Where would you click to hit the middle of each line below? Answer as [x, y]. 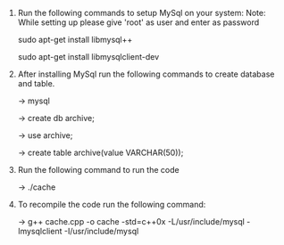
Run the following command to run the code [99, 170]
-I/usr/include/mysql [101, 231]
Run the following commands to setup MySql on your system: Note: [142, 13]
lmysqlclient [40, 231]
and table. [36, 83]
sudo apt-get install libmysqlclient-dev [88, 57]
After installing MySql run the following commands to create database [146, 74]
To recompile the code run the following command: [112, 204]
